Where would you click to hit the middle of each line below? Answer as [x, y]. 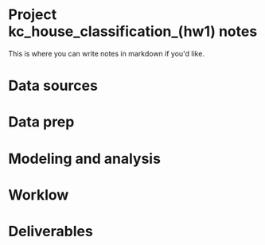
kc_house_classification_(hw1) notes [133, 31]
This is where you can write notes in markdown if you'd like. [107, 53]
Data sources [53, 86]
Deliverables [51, 231]
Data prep [41, 122]
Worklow [39, 194]
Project [33, 15]
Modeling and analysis [85, 159]
